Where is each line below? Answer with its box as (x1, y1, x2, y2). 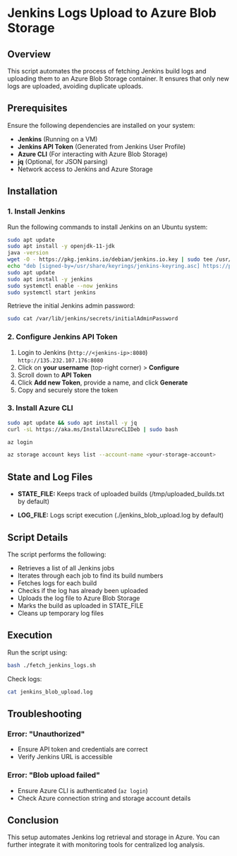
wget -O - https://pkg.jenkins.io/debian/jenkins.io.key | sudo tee (7, 256, 213, 263)
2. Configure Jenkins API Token (7, 332, 118, 342)
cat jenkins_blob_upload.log (7, 688, 93, 696)
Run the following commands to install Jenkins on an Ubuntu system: (7, 223, 208, 231)
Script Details (7, 532, 68, 544)
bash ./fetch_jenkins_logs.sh (7, 662, 97, 669)
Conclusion (7, 814, 59, 826)
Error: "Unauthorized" (7, 729, 85, 739)
